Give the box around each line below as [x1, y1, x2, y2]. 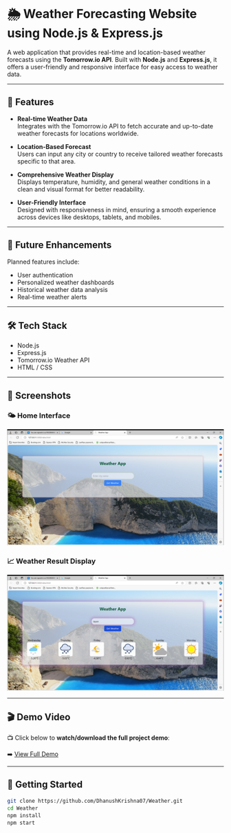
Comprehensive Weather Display [16, 170, 114, 179]
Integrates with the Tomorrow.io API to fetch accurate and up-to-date [16, 122, 214, 130]
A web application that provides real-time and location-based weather [7, 48, 206, 56]
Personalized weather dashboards [16, 278, 115, 286]
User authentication [16, 271, 74, 279]
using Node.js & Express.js [7, 25, 164, 41]
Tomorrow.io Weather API [16, 356, 90, 365]
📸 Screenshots [7, 389, 71, 401]
